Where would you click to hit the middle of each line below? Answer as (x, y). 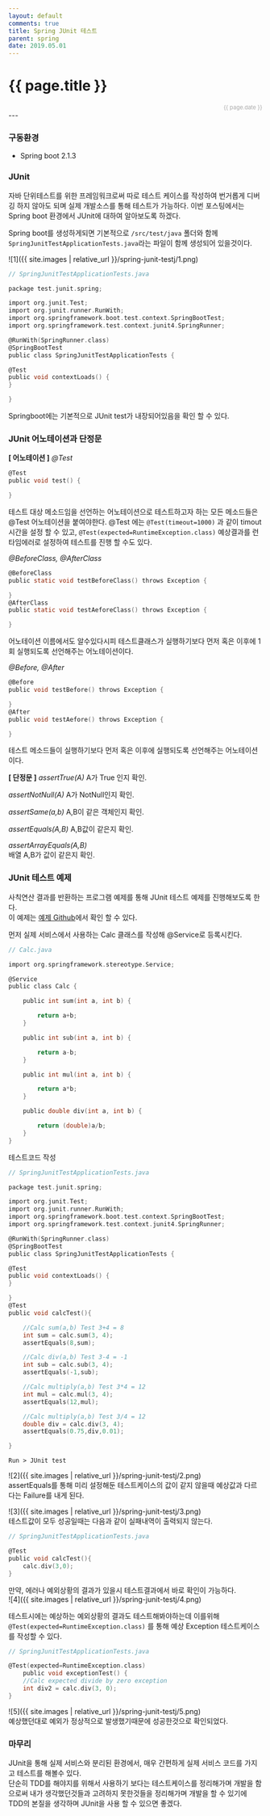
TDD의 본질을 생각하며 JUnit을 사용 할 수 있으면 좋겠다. (96, 1804)
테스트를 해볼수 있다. (49, 1773)
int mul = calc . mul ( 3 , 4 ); (68, 1394)
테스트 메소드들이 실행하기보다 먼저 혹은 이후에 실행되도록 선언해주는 (116, 750)
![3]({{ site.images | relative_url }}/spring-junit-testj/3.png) (105, 1511)
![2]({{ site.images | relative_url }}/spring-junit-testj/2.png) (105, 1476)
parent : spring (34, 38)
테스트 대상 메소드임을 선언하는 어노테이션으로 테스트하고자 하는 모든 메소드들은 (133, 512)
